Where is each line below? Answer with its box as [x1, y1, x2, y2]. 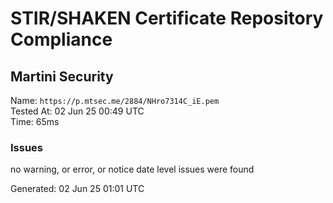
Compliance [10, 28, 113, 51]
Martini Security [10, 68, 114, 85]
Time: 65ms [10, 116, 60, 127]
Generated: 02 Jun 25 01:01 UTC [10, 183, 145, 195]
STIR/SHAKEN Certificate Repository [10, 7, 324, 30]
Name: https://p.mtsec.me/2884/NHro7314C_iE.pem [10, 95, 220, 106]
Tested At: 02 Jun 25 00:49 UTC [10, 105, 145, 117]
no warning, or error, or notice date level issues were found [10, 163, 255, 176]
